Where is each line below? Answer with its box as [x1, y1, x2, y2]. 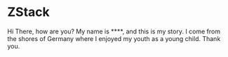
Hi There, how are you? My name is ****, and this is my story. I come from [7, 27, 221, 35]
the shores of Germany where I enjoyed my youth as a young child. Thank [7, 34, 221, 42]
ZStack [7, 4, 51, 20]
